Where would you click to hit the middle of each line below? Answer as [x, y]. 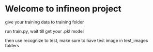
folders [12, 45]
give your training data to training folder [45, 22]
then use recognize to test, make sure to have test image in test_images [76, 40]
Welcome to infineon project [63, 9]
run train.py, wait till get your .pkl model [44, 31]
